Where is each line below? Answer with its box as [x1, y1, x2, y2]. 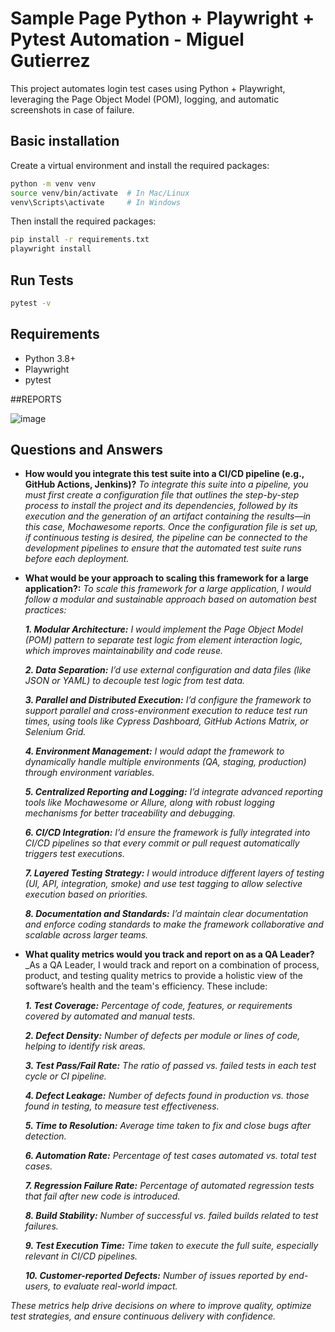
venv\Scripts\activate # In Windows [10, 197, 182, 207]
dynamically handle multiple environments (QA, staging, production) [24, 756, 307, 768]
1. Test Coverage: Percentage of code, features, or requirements [24, 1000, 293, 1012]
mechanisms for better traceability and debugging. [24, 807, 236, 819]
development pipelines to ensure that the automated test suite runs [24, 542, 302, 554]
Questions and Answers [10, 442, 164, 459]
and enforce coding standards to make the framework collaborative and [24, 918, 324, 931]
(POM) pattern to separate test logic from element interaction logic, [24, 634, 303, 646]
